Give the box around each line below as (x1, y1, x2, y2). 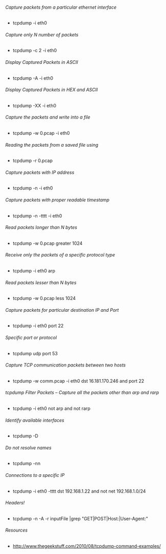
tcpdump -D (12, 433, 38, 439)
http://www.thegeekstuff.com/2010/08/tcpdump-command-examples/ (12, 543, 161, 549)
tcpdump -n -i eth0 (12, 185, 53, 191)
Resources (5, 527, 28, 534)
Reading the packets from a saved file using (5, 142, 99, 148)
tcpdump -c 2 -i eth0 (12, 48, 57, 54)
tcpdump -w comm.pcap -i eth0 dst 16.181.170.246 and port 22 (12, 378, 145, 384)
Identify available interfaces (5, 417, 65, 423)
